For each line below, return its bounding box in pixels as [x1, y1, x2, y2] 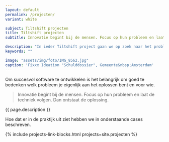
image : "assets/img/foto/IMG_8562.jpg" [5, 58, 89, 63]
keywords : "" [5, 49, 33, 54]
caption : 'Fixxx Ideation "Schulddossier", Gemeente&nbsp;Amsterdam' [5, 62, 154, 68]
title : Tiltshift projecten [5, 31, 64, 36]
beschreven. [5, 121, 31, 127]
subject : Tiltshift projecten [5, 26, 69, 31]
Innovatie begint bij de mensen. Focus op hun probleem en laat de [17, 91, 155, 97]
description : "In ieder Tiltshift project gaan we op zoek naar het [5, 44, 152, 49]
